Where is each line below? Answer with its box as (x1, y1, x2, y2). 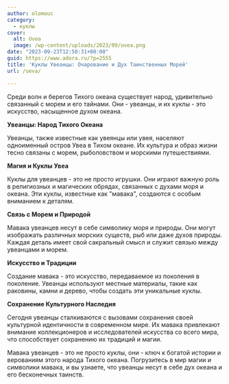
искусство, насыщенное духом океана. (7, 107, 123, 115)
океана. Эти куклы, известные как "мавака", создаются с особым (7, 190, 201, 198)
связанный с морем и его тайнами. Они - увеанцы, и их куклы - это (7, 100, 206, 108)
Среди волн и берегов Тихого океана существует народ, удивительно (7, 92, 213, 100)
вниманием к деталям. (7, 196, 74, 205)
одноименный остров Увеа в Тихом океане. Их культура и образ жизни (7, 141, 218, 149)
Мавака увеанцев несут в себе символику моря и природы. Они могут (7, 223, 216, 231)
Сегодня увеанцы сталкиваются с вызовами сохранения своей (7, 313, 193, 321)
